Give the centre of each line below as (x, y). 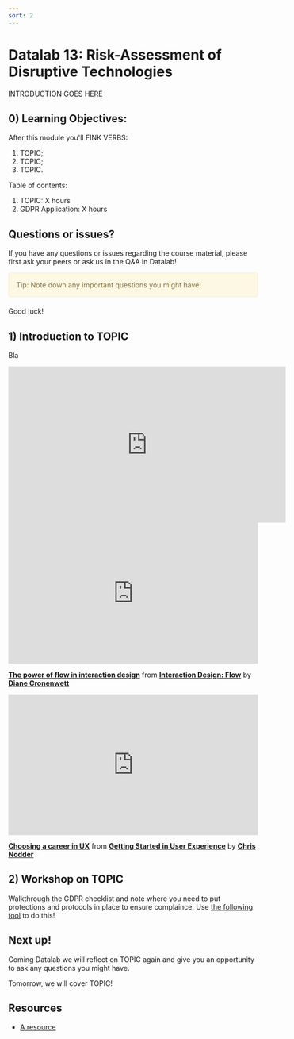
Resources (35, 1008)
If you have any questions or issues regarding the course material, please (128, 253)
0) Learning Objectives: (68, 119)
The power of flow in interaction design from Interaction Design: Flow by (130, 675)
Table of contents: (38, 185)
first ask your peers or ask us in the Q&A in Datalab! (92, 262)
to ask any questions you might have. (69, 968)
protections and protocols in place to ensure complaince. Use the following (131, 906)
